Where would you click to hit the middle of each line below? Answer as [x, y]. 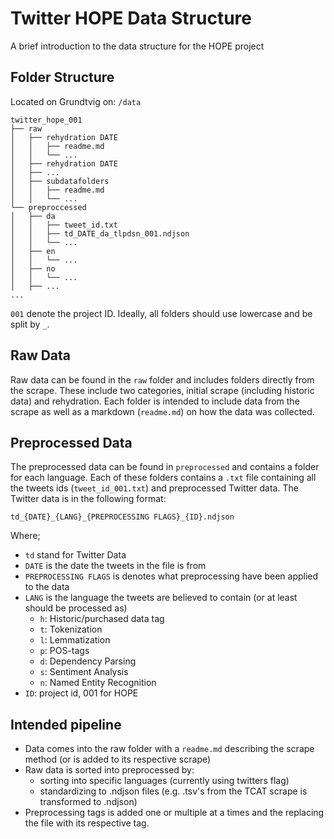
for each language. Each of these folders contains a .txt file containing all [163, 478]
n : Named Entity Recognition [98, 683]
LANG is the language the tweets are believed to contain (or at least [161, 598]
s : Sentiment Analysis [84, 672]
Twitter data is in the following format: [88, 499]
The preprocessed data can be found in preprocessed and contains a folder [165, 467]
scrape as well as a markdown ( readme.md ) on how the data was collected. [162, 411]
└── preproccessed [48, 207]
